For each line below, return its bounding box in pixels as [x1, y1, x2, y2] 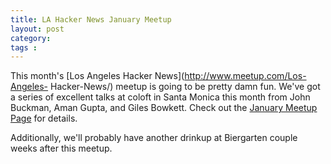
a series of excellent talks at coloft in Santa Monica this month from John [10, 91, 311, 103]
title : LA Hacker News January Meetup [10, 14, 172, 25]
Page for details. [10, 112, 78, 125]
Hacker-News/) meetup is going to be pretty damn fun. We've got [50, 81, 321, 93]
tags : [10, 42, 38, 53]
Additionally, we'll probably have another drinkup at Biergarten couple [10, 132, 298, 144]
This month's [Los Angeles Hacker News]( [10, 70, 185, 82]
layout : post [10, 24, 65, 34]
